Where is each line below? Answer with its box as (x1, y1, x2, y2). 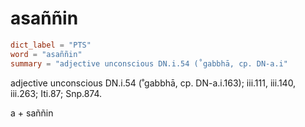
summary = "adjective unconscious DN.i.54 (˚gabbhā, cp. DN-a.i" (10, 58, 288, 69)
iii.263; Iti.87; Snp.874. (10, 87, 103, 99)
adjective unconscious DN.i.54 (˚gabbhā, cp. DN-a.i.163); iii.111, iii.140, (10, 77, 297, 89)
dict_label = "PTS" (10, 40, 92, 50)
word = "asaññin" (10, 49, 83, 59)
